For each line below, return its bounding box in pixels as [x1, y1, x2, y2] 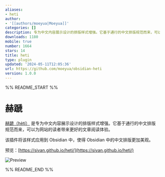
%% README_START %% [5, 84, 58, 90]
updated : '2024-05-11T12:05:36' [5, 62, 71, 67]
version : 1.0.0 [5, 71, 36, 76]
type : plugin [5, 57, 32, 62]
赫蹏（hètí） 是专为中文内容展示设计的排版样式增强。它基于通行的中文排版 [5, 120, 156, 126]
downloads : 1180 [5, 35, 38, 40]
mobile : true [5, 39, 32, 44]
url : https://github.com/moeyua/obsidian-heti [5, 67, 102, 72]
